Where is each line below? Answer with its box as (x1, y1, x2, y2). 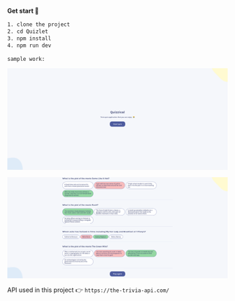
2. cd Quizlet (7, 28, 49, 35)
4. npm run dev (7, 42, 52, 49)
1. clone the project (7, 21, 71, 28)
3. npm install (7, 35, 52, 42)
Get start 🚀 (7, 7, 40, 15)
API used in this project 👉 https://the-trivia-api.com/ (7, 286, 170, 294)
